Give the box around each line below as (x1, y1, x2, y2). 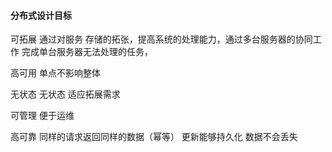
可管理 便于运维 (10, 110, 75, 122)
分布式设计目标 (10, 9, 72, 21)
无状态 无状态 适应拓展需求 (10, 88, 121, 100)
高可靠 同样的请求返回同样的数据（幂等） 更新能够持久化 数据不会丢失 (10, 131, 298, 143)
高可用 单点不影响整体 (10, 67, 101, 79)
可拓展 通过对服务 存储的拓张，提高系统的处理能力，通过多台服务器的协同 (10, 33, 313, 45)
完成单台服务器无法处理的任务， (21, 46, 153, 58)
